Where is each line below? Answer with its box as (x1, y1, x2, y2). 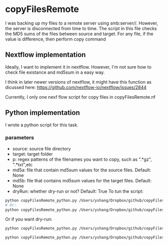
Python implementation (5, 109, 80, 117)
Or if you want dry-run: (5, 216, 52, 222)
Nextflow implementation (5, 51, 86, 59)
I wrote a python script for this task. (5, 122, 78, 128)
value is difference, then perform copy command (5, 36, 106, 42)
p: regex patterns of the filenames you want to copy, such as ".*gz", (12, 156, 152, 162)
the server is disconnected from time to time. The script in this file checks (5, 25, 157, 31)
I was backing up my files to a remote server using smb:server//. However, (5, 20, 158, 26)
